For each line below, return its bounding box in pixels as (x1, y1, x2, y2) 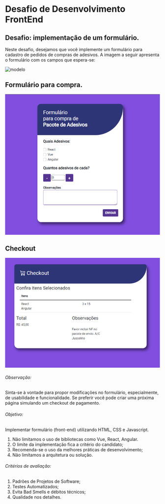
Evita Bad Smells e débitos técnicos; (12, 489, 86, 495)
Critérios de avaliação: (5, 463, 52, 469)
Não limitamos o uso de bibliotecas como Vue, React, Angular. (12, 436, 138, 442)
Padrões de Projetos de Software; (12, 478, 81, 484)
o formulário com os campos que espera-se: (5, 57, 96, 63)
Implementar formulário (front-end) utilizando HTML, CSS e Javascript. (5, 427, 149, 433)
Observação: (5, 374, 32, 380)
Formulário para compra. (5, 81, 82, 89)
